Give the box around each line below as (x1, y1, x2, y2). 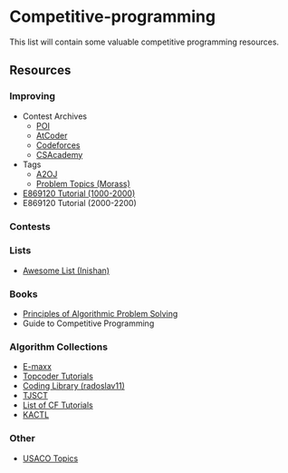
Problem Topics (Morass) (35, 178, 131, 189)
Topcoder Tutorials (22, 370, 93, 382)
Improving (9, 90, 56, 103)
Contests (9, 220, 52, 232)
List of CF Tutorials (22, 399, 93, 410)
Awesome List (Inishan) (22, 265, 110, 276)
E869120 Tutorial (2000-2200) (22, 197, 138, 208)
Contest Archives (22, 111, 88, 122)
